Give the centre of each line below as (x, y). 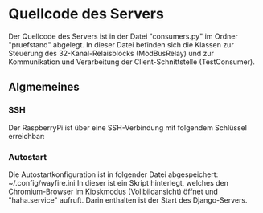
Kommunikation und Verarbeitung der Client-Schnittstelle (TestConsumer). (131, 62)
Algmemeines (44, 87)
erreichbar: (27, 136)
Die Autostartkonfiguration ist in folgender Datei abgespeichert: (113, 174)
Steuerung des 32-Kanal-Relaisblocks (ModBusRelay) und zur (111, 53)
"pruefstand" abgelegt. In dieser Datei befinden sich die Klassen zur (121, 44)
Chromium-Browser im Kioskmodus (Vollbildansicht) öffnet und (113, 191)
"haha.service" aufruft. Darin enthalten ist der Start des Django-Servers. (128, 200)
